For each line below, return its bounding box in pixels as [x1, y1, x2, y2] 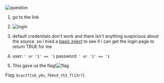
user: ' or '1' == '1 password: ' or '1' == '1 [12, 53, 110, 59]
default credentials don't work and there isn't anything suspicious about [12, 33, 159, 39]
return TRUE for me [12, 44, 52, 49]
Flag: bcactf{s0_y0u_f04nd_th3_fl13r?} [5, 72, 85, 78]
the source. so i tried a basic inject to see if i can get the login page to [12, 38, 155, 44]
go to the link [12, 14, 40, 20]
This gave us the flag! [12, 63, 57, 68]
